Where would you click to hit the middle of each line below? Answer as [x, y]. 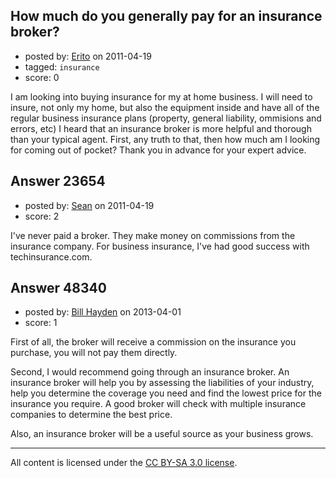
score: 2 [42, 216]
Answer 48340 [58, 288]
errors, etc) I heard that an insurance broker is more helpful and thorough [161, 128]
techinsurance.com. [51, 256]
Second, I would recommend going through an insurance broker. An [150, 372]
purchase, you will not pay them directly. [94, 353]
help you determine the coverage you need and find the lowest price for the [166, 393]
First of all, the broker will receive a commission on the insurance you [153, 342]
